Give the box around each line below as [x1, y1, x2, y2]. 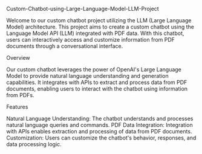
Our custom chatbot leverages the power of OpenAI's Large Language [6, 66, 181, 73]
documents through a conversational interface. [6, 42, 123, 50]
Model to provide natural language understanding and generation [6, 72, 169, 79]
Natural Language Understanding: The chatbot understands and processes [6, 115, 194, 122]
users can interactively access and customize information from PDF [6, 36, 175, 43]
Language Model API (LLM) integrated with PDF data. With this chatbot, [6, 30, 184, 37]
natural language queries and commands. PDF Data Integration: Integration [6, 121, 193, 129]
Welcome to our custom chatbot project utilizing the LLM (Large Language [6, 17, 192, 24]
